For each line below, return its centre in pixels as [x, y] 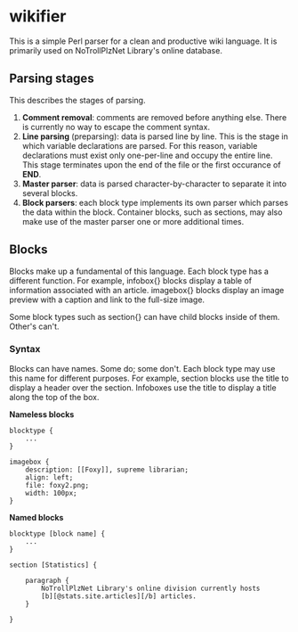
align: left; [49, 477]
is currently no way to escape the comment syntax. [116, 127]
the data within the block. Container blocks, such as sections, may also [152, 212]
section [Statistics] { [53, 565]
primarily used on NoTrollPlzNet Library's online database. [116, 50]
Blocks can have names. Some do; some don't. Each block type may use [142, 368]
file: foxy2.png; [57, 485]
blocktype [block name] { [57, 534]
